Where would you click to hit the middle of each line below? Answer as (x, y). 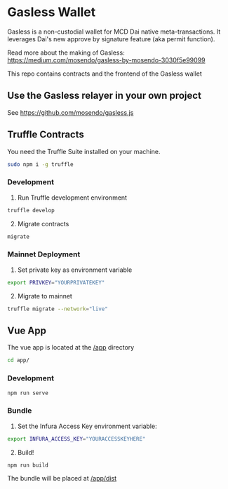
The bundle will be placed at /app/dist (62, 478)
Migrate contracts (43, 223)
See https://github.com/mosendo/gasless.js (71, 112)
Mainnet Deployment (44, 254)
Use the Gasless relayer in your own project (105, 96)
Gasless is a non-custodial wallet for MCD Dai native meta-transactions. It (114, 32)
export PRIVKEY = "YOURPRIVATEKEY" (56, 282)
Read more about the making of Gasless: (66, 53)
